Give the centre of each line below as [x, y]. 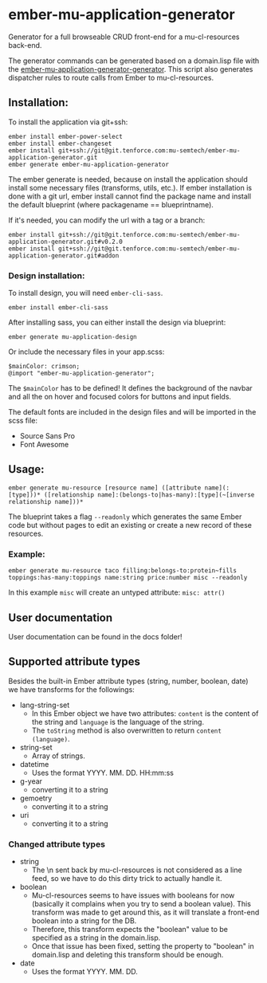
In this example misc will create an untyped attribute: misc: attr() [117, 592]
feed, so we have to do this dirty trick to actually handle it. [127, 879]
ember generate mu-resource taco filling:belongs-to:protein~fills [123, 571]
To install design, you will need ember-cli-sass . [86, 293]
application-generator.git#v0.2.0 [66, 242]
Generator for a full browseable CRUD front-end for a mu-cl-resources [124, 37]
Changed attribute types [57, 844]
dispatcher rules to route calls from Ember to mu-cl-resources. [111, 77]
